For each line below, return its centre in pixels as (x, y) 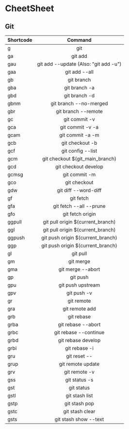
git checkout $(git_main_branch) (79, 159)
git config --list (79, 151)
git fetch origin (79, 214)
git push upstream (79, 285)
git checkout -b (79, 143)
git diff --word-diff (79, 190)
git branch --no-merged (79, 103)
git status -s (79, 380)
